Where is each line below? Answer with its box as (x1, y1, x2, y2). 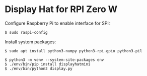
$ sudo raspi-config (5, 30, 48, 35)
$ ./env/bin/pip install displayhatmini (5, 61, 91, 66)
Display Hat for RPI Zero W (5, 4, 118, 15)
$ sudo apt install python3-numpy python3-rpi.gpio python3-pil (5, 48, 142, 53)
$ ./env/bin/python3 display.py (5, 66, 72, 71)
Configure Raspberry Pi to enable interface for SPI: (5, 20, 110, 26)
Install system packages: (5, 39, 56, 45)
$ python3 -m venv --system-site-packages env (5, 57, 104, 62)
